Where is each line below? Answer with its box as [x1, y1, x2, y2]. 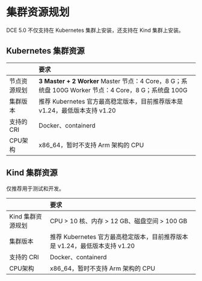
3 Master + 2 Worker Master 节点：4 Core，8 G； [38, 76, 182, 85]
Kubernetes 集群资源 [6, 46, 85, 56]
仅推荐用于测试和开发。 [6, 185, 64, 192]
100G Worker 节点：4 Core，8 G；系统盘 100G [52, 85, 188, 94]
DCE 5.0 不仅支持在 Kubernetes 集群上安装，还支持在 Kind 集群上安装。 [6, 26, 185, 34]
